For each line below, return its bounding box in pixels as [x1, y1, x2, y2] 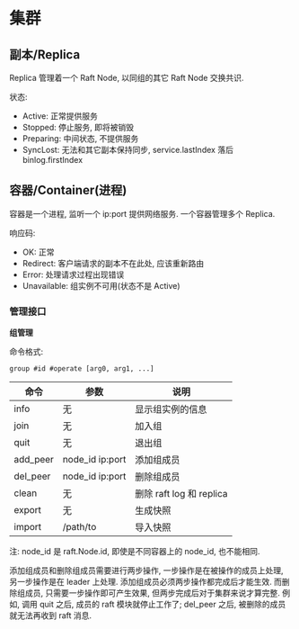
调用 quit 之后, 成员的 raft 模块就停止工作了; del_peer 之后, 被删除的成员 [21, 599, 286, 610]
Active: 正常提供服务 [22, 111, 99, 121]
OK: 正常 [22, 247, 55, 257]
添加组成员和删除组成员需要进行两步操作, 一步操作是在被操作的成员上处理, [9, 565, 285, 576]
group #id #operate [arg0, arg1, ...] [9, 364, 154, 373]
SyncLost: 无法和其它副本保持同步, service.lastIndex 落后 [22, 145, 233, 155]
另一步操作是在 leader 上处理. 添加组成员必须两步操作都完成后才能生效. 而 [9, 577, 283, 588]
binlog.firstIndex [22, 155, 84, 165]
